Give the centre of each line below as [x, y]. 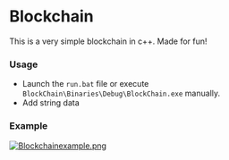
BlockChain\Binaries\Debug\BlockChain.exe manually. [121, 93]
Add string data [51, 103]
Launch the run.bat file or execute [85, 84]
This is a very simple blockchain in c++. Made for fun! [108, 41]
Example [29, 126]
